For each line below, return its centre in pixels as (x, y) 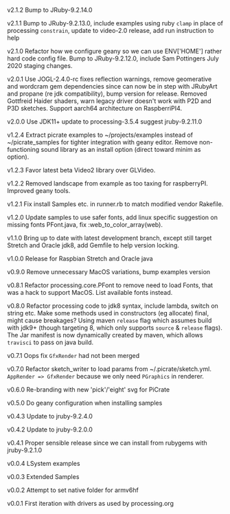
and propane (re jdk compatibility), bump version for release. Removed (107, 93)
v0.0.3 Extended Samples (43, 477)
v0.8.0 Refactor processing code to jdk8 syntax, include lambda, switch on (113, 306)
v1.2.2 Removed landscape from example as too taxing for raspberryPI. (107, 183)
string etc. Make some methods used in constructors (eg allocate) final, (108, 313)
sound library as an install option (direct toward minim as (121, 149)
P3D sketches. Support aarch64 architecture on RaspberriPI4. (95, 108)
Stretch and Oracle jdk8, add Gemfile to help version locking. (93, 245)
